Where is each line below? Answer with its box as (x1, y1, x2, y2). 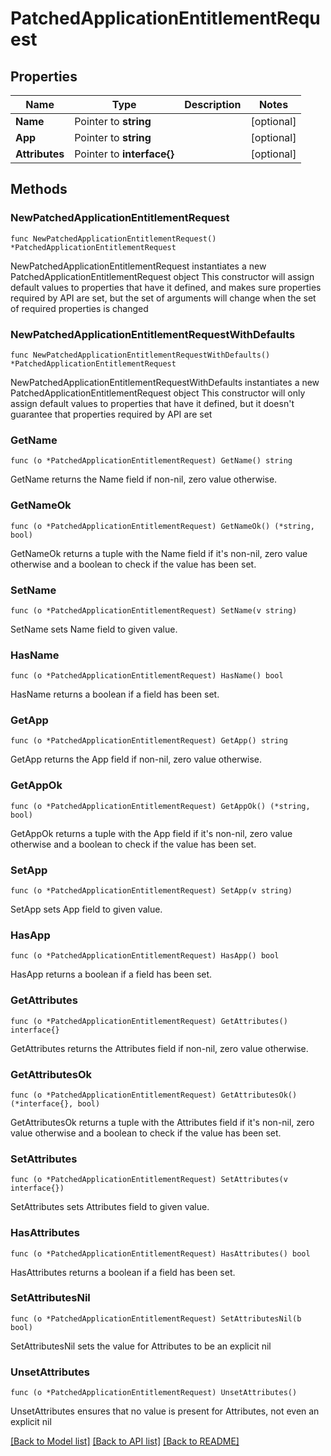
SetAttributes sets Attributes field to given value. (10, 1201, 210, 1213)
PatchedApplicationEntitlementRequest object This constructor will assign (10, 270, 315, 282)
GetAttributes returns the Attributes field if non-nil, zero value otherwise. (10, 1042, 309, 1054)
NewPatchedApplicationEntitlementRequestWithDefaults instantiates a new (10, 376, 320, 388)
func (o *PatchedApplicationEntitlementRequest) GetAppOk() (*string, (10, 801, 311, 811)
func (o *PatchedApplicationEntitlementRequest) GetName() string (10, 456, 293, 466)
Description (184, 98, 242, 111)
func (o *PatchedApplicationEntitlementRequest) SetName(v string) (10, 605, 298, 616)
